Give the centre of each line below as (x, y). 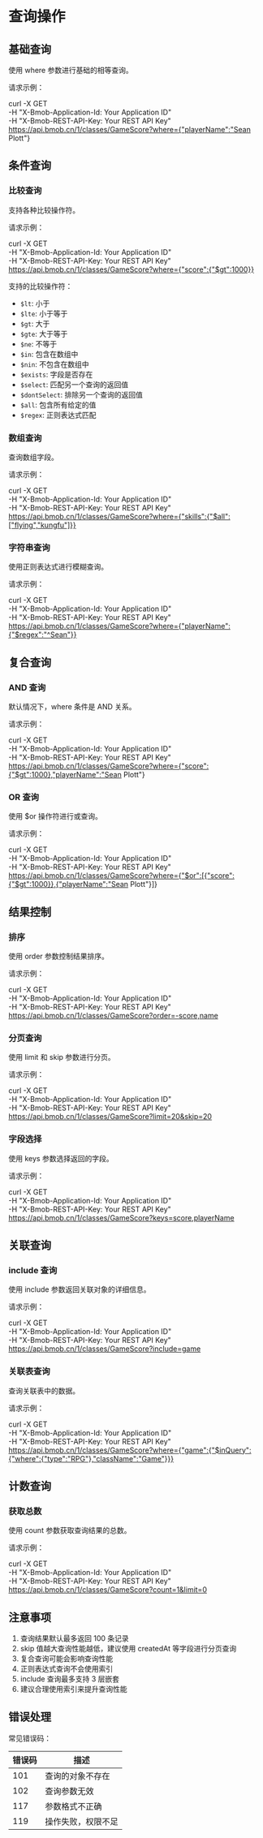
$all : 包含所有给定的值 (58, 405)
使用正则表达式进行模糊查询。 (58, 567)
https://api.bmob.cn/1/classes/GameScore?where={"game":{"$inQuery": (130, 1450)
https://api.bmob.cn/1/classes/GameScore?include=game (105, 1349)
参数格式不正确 (74, 1806)
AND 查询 (27, 687)
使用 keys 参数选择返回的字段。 (61, 1158)
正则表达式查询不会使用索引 (67, 1669)
